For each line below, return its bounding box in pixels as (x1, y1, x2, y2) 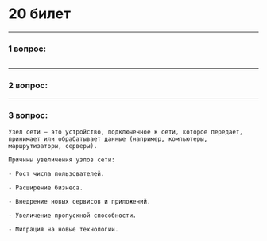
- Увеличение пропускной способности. (8, 212, 137, 220)
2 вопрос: (8, 80, 48, 91)
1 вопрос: (8, 43, 46, 54)
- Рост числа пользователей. (8, 169, 105, 177)
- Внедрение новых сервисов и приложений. (8, 197, 151, 205)
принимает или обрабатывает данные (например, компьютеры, (8, 134, 208, 143)
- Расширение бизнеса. (8, 184, 83, 192)
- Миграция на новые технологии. (8, 225, 119, 233)
